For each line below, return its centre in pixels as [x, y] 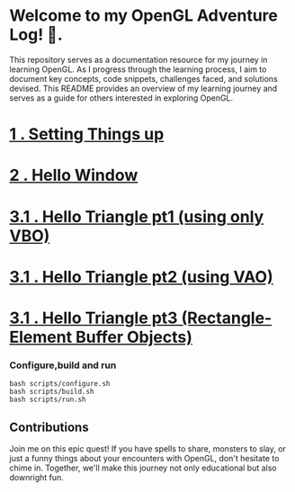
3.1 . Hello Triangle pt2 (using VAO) [141, 277]
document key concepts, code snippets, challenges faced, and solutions [144, 78]
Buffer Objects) [134, 337]
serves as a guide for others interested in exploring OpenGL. [121, 98]
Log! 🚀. [36, 35]
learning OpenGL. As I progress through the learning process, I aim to [138, 69]
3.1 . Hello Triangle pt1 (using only [137, 216]
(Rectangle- [227, 318]
